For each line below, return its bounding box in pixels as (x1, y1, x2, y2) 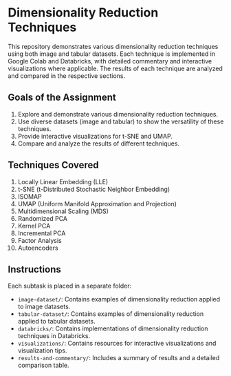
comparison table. (17, 361, 69, 370)
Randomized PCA (17, 214, 68, 222)
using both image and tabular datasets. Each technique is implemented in (8, 50, 216, 58)
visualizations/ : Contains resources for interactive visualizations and (17, 339, 217, 348)
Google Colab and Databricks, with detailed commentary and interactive (8, 57, 212, 65)
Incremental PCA (17, 229, 66, 237)
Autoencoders (17, 244, 58, 252)
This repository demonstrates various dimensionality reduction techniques (8, 42, 219, 50)
